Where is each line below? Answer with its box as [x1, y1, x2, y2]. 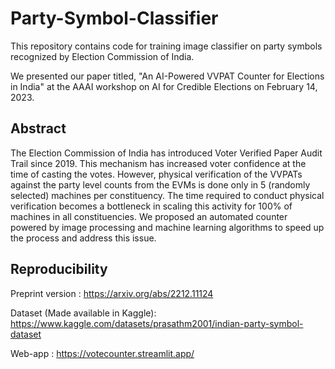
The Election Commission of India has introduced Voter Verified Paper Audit [10, 147, 323, 159]
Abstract [10, 120, 67, 137]
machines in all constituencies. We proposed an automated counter [10, 210, 288, 222]
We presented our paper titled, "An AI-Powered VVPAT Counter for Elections [10, 70, 325, 82]
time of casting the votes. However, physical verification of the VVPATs [10, 168, 303, 180]
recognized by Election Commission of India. [10, 50, 195, 62]
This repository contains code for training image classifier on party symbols [10, 40, 323, 52]
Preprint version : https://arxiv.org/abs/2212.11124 [10, 287, 214, 299]
